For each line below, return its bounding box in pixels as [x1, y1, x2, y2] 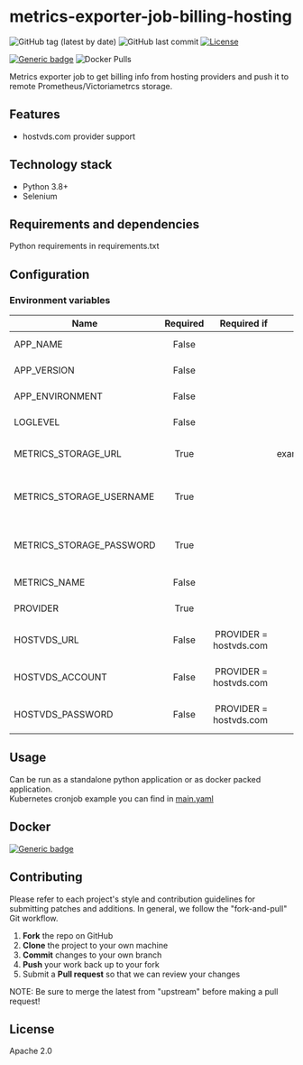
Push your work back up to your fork [22, 958, 160, 969]
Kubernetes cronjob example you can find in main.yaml [9, 792, 214, 804]
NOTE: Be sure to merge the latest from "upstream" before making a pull [9, 986, 279, 996]
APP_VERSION [14, 364, 75, 376]
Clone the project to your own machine [22, 940, 169, 950]
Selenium [22, 190, 58, 201]
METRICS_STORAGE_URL [14, 448, 122, 460]
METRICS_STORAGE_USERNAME [14, 490, 155, 503]
